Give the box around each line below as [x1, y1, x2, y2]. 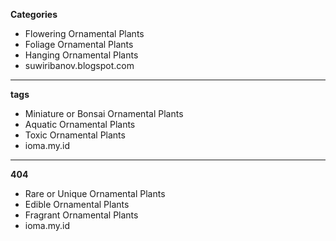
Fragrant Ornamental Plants [24, 209, 139, 221]
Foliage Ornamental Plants [24, 39, 134, 50]
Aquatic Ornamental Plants [24, 119, 136, 130]
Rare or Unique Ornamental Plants [24, 188, 166, 199]
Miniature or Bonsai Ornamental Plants [24, 108, 184, 119]
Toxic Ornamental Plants [24, 129, 126, 141]
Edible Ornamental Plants [24, 199, 130, 210]
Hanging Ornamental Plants [24, 49, 139, 61]
